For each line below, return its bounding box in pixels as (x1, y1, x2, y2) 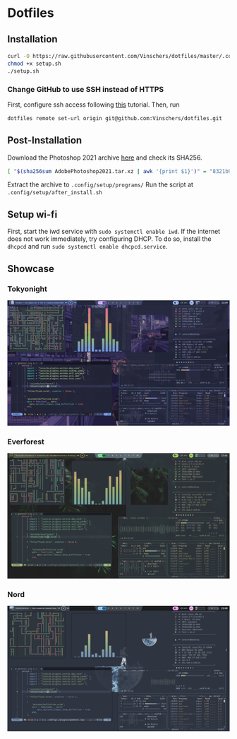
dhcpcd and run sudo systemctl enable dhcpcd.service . (7, 242, 168, 251)
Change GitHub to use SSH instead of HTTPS (7, 84, 164, 94)
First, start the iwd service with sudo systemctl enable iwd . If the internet (7, 227, 221, 236)
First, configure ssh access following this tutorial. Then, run (7, 100, 180, 109)
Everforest (7, 437, 44, 447)
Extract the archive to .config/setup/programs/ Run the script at (7, 180, 194, 189)
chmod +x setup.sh (7, 60, 61, 67)
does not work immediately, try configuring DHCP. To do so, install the (7, 235, 212, 243)
